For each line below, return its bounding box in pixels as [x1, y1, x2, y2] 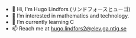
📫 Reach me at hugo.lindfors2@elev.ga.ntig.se [11, 25, 127, 32]
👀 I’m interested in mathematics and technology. [11, 12, 129, 19]
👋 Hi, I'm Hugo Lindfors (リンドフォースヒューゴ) [11, 6, 131, 12]
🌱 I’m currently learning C [11, 19, 75, 25]
